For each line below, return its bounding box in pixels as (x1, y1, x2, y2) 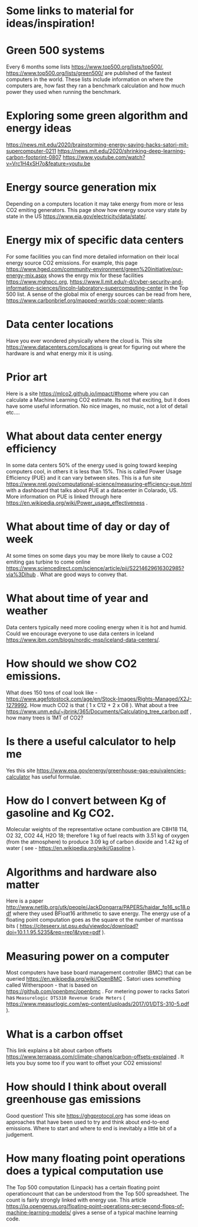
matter (6, 878, 39, 891)
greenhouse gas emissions (6, 1093, 141, 1106)
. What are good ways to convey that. (37, 571, 128, 578)
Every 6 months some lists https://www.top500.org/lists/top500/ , (6, 63, 164, 70)
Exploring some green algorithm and (6, 109, 189, 122)
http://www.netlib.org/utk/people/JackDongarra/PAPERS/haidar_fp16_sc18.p (6, 904, 190, 911)
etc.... (6, 409, 20, 416)
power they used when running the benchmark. (6, 89, 122, 96)
